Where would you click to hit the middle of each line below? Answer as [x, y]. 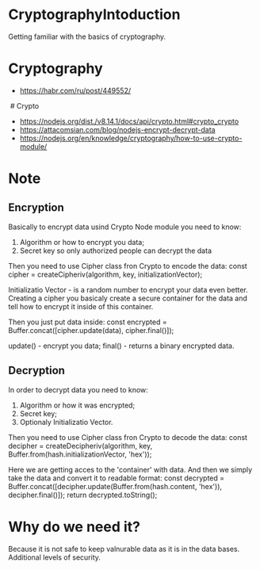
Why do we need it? [75, 527]
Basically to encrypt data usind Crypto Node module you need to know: [125, 227]
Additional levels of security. [55, 557]
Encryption [36, 208]
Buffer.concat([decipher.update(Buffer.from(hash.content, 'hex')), [115, 486]
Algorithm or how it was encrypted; [77, 405]
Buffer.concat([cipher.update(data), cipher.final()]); [91, 330]
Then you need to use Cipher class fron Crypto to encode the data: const [128, 266]
